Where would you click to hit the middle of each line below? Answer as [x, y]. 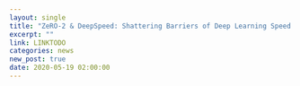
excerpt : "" [31, 34]
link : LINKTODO [38, 43]
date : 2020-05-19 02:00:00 [60, 68]
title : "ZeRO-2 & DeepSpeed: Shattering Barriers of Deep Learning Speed [150, 26]
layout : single [38, 17]
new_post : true [38, 59]
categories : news [42, 51]
